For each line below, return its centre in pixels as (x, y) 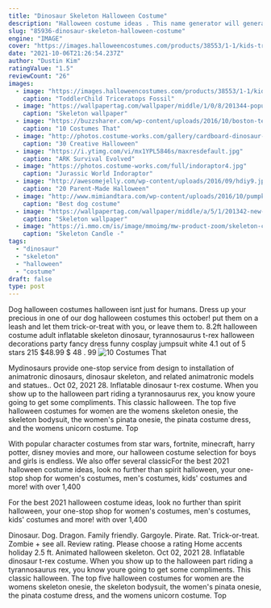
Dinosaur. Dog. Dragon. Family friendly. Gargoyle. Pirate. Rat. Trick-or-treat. (134, 535)
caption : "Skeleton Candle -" (74, 234)
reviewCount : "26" (39, 76)
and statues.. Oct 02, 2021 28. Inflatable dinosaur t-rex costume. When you (133, 386)
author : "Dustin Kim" (45, 61)
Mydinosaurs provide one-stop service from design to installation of (121, 368)
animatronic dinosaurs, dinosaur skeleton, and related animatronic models (131, 377)
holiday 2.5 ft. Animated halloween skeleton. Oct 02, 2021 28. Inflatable (127, 553)
